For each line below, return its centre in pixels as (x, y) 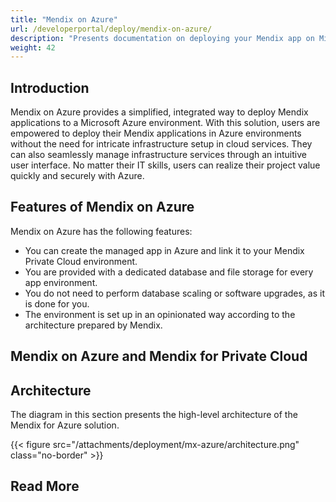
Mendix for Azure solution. (65, 425)
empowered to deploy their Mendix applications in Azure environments (156, 133)
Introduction (50, 87)
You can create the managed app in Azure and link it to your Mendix (164, 250)
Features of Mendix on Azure (102, 207)
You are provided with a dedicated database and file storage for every (169, 272)
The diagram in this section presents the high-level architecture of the (154, 415)
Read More (45, 486)
